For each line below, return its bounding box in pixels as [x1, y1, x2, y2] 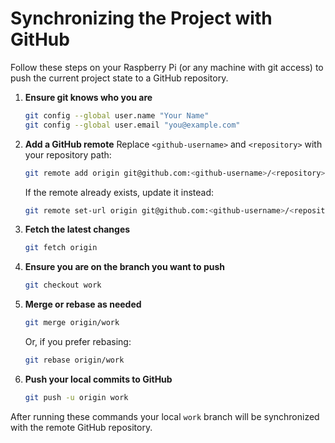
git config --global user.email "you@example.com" [24, 120, 241, 130]
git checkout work [24, 280, 102, 291]
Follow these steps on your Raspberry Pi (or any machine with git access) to [10, 61, 324, 73]
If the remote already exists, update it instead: [24, 186, 215, 198]
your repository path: [24, 148, 112, 161]
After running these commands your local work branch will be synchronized [10, 410, 320, 422]
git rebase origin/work [24, 355, 125, 366]
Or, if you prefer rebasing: [24, 336, 132, 348]
